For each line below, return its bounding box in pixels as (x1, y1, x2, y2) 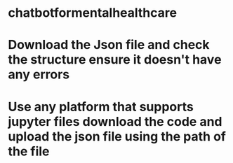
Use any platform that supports (8, 99, 194, 115)
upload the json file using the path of (8, 128, 227, 144)
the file (8, 143, 50, 159)
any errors (8, 66, 69, 83)
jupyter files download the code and (8, 113, 222, 129)
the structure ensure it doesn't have (8, 52, 222, 68)
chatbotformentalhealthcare (8, 5, 178, 21)
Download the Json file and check (8, 37, 210, 53)
